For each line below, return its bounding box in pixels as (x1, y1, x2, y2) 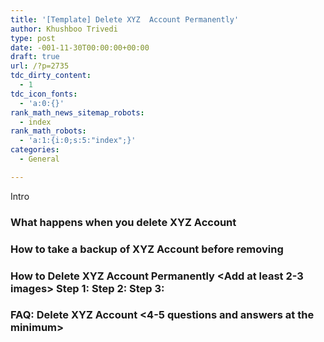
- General (19, 154, 60, 164)
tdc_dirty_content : (10, 71, 92, 81)
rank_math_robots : (10, 126, 87, 136)
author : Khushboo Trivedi (10, 24, 118, 34)
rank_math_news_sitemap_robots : (10, 107, 145, 118)
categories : (10, 145, 60, 155)
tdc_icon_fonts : (10, 89, 78, 99)
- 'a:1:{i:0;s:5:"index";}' (19, 136, 137, 146)
